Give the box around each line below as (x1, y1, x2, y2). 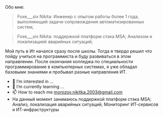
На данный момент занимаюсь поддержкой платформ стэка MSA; (12, 96, 152, 102)
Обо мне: (5, 4, 24, 10)
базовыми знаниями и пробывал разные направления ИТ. (5, 69, 127, 75)
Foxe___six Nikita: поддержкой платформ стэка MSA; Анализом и (17, 34, 153, 39)
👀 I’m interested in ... (12, 78, 54, 84)
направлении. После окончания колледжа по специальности (5, 59, 133, 64)
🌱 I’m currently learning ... (12, 84, 65, 90)
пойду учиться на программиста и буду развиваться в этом (5, 53, 131, 59)
